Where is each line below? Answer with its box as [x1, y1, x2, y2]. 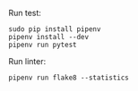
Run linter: [8, 56, 47, 66]
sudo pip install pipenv [8, 25, 101, 34]
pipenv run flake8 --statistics [8, 73, 129, 82]
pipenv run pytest [8, 40, 77, 49]
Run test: [8, 8, 42, 18]
